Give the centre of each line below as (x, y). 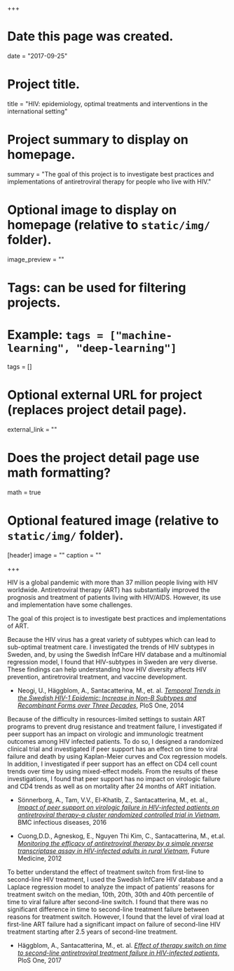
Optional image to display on (92, 210)
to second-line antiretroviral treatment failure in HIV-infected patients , (118, 953)
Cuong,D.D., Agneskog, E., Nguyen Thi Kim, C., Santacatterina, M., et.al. (121, 836)
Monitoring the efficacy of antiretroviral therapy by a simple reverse (115, 843)
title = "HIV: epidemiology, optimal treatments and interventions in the (108, 103)
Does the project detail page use (103, 458)
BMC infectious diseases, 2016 (62, 822)
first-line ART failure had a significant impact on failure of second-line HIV (114, 924)
